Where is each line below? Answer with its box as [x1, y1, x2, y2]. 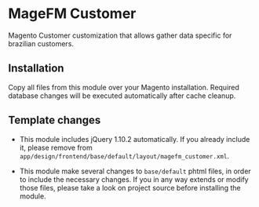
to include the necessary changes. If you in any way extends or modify [19, 174, 249, 184]
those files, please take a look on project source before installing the [19, 183, 241, 192]
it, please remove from [19, 143, 93, 152]
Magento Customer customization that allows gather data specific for [8, 31, 232, 40]
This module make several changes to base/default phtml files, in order [19, 166, 251, 176]
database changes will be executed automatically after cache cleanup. [8, 91, 236, 100]
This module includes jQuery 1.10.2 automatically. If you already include [19, 134, 250, 143]
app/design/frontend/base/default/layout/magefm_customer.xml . [19, 151, 230, 161]
